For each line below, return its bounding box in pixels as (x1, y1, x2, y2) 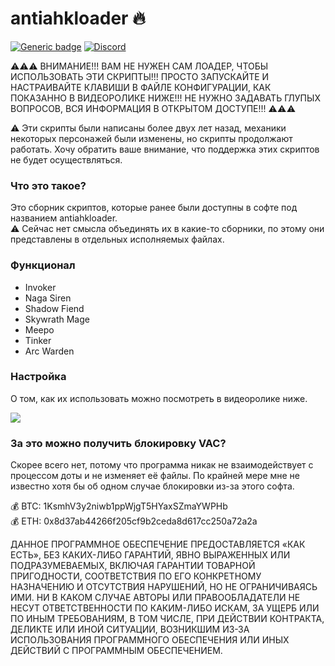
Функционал (10, 258, 76, 272)
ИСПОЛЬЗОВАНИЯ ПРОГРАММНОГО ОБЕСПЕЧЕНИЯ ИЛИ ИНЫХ (10, 634, 290, 646)
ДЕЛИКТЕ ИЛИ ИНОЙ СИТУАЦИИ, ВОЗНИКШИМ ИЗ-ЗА (10, 623, 250, 636)
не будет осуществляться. (10, 153, 123, 166)
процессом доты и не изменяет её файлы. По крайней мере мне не (10, 470, 301, 482)
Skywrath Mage (24, 313, 90, 325)
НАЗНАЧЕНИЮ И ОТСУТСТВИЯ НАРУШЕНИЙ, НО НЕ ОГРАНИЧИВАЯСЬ (10, 581, 318, 593)
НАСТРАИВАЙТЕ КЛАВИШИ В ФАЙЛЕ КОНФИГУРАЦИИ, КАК (10, 81, 272, 93)
